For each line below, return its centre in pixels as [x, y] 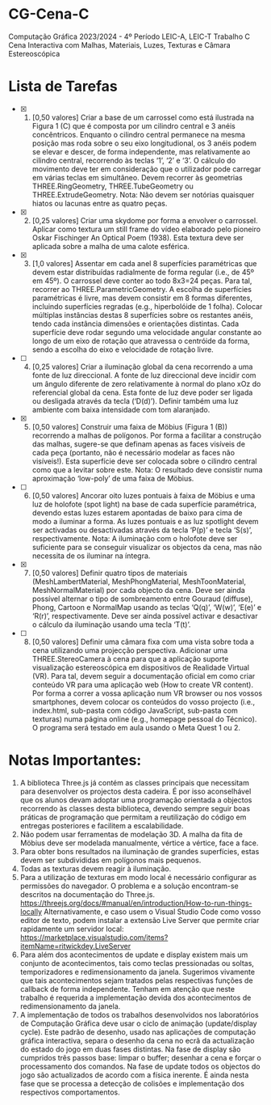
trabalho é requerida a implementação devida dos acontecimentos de [135, 997]
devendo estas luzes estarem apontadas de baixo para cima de [138, 512]
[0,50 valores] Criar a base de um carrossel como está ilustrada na [143, 117]
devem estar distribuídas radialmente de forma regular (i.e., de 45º [143, 272]
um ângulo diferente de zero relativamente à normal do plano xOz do [146, 383]
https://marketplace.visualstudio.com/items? [94, 937]
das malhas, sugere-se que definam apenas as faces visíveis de [139, 444]
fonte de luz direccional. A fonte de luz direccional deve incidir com [144, 375]
